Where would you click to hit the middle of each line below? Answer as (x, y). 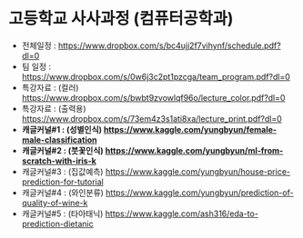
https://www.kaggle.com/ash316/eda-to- (182, 213)
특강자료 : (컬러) (50, 87)
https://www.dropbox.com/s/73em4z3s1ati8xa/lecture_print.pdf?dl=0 (152, 118)
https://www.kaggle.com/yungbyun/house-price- (197, 171)
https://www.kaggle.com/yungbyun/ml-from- (194, 150)
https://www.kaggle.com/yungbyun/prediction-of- (199, 193)
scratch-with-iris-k (59, 161)
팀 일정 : (36, 66)
